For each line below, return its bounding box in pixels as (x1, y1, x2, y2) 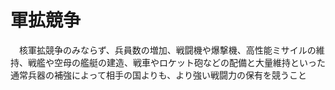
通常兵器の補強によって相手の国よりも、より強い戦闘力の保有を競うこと (10, 69, 307, 81)
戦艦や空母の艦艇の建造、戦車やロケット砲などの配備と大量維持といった (27, 56, 326, 68)
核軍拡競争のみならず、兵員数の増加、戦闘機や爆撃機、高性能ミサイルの (18, 44, 317, 56)
